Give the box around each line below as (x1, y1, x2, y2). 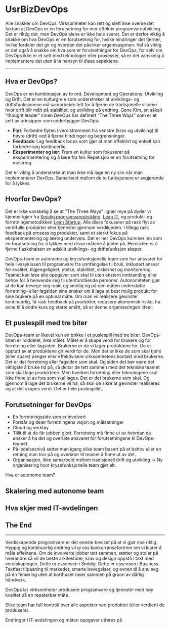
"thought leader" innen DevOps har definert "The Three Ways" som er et (5, 112, 157, 118)
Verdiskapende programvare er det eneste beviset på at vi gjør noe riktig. (5, 539, 158, 545)
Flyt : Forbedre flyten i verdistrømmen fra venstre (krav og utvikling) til (12, 127, 158, 133)
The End (5, 521, 32, 529)
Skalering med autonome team (5, 486, 104, 495)
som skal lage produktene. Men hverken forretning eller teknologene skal (5, 370, 158, 376)
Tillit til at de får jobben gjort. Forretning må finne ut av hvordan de (12, 430, 151, 436)
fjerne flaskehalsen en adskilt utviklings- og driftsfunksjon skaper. (5, 246, 143, 252)
